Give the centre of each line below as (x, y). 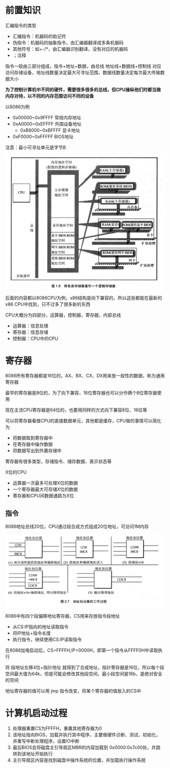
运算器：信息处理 (30, 326)
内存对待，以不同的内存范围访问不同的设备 (50, 96)
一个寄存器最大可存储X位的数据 (45, 489)
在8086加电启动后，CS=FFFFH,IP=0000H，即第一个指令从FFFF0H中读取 (82, 650)
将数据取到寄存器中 (33, 438)
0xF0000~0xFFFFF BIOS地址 (43, 136)
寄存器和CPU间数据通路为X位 (43, 496)
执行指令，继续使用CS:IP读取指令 (47, 639)
